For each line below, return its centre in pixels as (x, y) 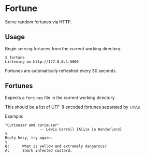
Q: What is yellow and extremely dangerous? (56, 146)
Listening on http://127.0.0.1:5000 (42, 62)
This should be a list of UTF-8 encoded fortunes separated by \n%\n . (73, 107)
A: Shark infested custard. (39, 150)
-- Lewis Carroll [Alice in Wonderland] (81, 129)
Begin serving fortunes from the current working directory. (63, 48)
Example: (14, 116)
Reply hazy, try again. (29, 138)
